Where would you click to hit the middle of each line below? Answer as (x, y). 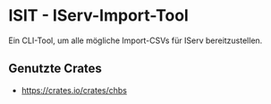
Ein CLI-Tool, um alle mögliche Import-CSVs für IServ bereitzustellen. (135, 40)
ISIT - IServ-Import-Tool (98, 16)
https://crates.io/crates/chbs (74, 90)
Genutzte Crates (55, 69)
